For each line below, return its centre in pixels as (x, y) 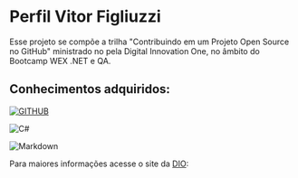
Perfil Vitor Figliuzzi (85, 17)
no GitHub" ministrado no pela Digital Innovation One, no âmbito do (135, 51)
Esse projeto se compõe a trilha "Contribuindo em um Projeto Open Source (149, 42)
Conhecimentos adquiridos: (90, 89)
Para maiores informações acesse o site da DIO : (99, 164)
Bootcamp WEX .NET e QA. (60, 61)
